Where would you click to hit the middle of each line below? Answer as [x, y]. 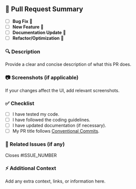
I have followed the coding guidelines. [51, 120]
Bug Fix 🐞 [22, 21]
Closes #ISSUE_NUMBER [31, 155]
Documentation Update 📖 [39, 32]
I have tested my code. [36, 114]
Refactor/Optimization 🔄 [38, 38]
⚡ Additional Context [31, 169]
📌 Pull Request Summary [44, 9]
